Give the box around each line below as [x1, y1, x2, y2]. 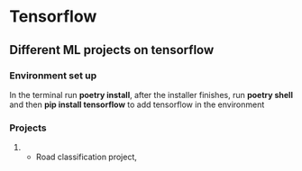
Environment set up [9, 69, 97, 82]
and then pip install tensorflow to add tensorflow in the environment [9, 99, 265, 110]
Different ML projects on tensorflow [9, 42, 215, 58]
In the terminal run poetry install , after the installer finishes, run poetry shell [9, 89, 293, 100]
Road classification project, [35, 151, 138, 163]
